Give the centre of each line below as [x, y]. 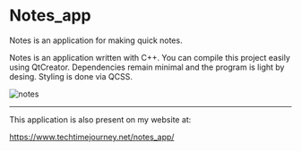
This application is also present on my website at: [100, 119]
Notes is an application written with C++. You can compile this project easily [150, 57]
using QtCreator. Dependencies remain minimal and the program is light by [147, 67]
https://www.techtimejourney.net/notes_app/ [92, 137]
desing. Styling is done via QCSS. [71, 76]
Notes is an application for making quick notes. [96, 40]
